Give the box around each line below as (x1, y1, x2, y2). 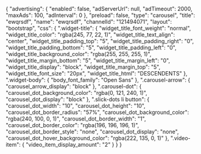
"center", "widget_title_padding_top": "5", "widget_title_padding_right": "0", (5, 38, 194, 44)
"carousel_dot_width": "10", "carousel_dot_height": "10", (5, 102, 146, 109)
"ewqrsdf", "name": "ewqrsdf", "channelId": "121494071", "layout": (5, 18, 172, 25)
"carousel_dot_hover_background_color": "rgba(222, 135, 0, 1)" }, (5, 135, 169, 142)
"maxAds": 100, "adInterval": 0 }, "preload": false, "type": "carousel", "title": (5, 12, 196, 19)
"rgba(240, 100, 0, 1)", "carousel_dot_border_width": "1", (5, 115, 146, 122)
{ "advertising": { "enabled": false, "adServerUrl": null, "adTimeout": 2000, (5, 5, 192, 12)
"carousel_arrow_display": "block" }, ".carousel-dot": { (5, 83, 142, 90)
